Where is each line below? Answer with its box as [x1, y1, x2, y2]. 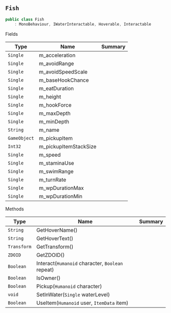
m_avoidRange [39, 60, 74, 67]
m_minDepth [39, 118, 70, 125]
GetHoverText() [36, 235, 74, 242]
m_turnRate [39, 176, 67, 183]
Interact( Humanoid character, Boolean [36, 259, 123, 267]
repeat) [36, 266, 54, 273]
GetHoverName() [36, 226, 78, 233]
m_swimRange [39, 167, 74, 175]
